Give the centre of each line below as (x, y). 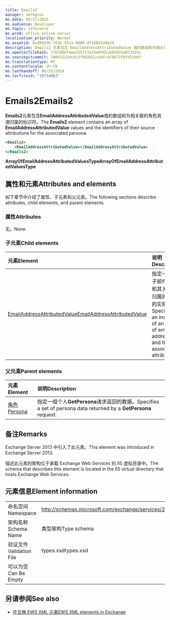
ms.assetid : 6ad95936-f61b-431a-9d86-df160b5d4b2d (60, 43)
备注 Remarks (26, 434)
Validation (19, 551)
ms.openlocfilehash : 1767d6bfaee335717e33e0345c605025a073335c (73, 52)
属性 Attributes (23, 217)
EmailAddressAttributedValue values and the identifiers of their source (80, 128)
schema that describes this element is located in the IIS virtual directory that (84, 469)
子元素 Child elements (32, 243)
